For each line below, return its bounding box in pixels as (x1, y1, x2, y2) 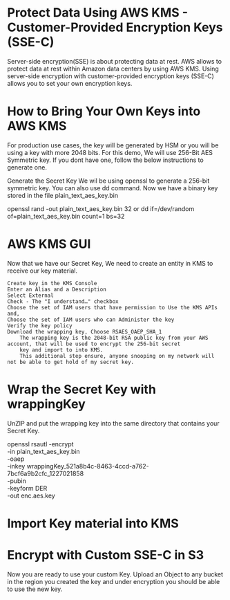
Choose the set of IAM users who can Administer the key (7, 316, 175, 323)
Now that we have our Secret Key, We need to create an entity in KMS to (7, 259, 213, 267)
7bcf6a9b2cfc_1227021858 (7, 469, 84, 478)
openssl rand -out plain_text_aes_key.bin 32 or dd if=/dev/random (7, 204, 195, 212)
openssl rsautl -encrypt (7, 439, 74, 448)
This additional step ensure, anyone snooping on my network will (19, 352, 215, 359)
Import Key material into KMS (7, 516, 180, 531)
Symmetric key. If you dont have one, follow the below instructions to (7, 156, 204, 164)
